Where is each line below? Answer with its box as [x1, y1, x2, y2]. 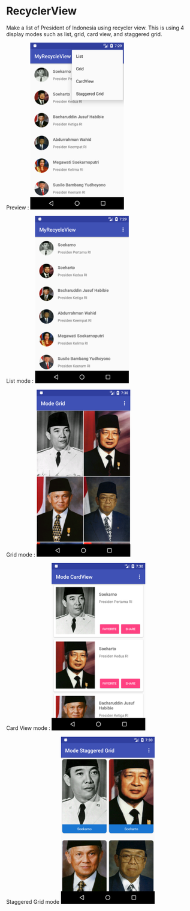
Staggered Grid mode [6, 898, 60, 906]
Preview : [6, 204, 29, 211]
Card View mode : [6, 724, 51, 732]
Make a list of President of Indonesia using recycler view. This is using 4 [6, 24, 185, 31]
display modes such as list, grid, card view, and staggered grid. [6, 30, 162, 37]
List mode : [6, 377, 34, 384]
